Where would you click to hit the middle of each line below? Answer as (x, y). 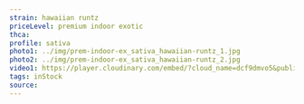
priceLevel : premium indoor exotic (76, 26)
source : (24, 85)
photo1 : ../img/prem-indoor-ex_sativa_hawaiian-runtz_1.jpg (125, 52)
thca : (19, 34)
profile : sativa (40, 43)
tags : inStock (36, 77)
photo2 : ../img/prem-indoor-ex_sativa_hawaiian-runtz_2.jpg (125, 60)
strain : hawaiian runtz (54, 18)
